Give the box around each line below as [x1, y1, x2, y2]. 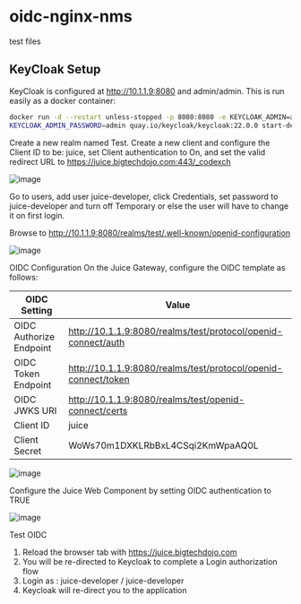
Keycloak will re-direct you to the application [21, 584, 187, 595]
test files [9, 36, 42, 47]
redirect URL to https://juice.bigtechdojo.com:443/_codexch [9, 156, 231, 167]
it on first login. [9, 210, 65, 220]
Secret [13, 444, 42, 457]
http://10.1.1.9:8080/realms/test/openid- [68, 393, 245, 405]
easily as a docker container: [9, 95, 116, 106]
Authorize [13, 330, 56, 342]
